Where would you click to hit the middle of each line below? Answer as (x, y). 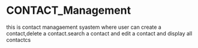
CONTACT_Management (68, 10)
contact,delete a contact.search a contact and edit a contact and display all (99, 33)
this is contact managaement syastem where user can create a (84, 27)
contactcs (19, 40)
